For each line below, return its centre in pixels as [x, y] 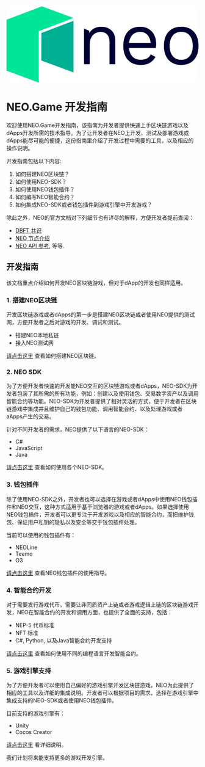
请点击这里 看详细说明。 [37, 745]
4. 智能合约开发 [29, 590]
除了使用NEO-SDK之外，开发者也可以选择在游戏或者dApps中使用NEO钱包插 [102, 499]
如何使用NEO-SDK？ [41, 181]
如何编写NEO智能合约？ [45, 197]
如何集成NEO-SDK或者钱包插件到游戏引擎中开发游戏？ [84, 205]
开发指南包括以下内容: [34, 161]
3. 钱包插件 [23, 485]
